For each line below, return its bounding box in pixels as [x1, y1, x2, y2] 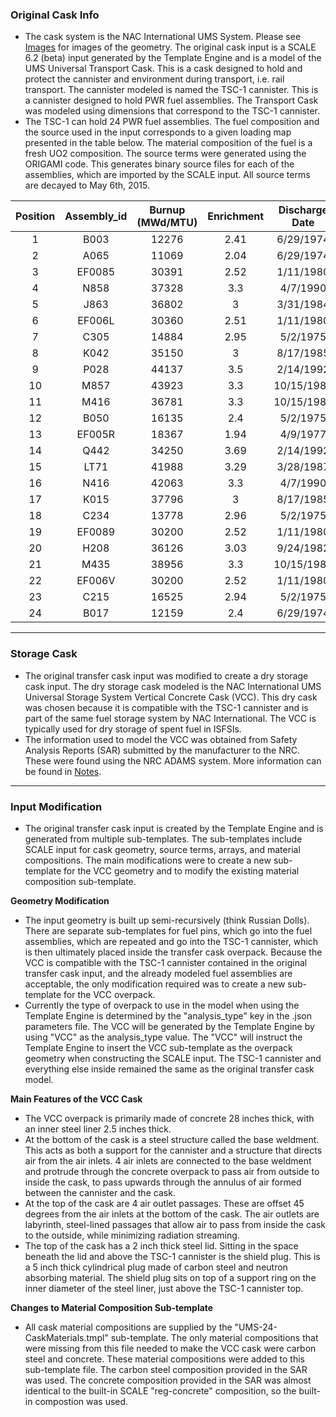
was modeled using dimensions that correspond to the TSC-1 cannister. [24, 105, 321, 117]
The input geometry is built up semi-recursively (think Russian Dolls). [24, 914, 310, 926]
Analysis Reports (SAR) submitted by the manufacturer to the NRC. [24, 744, 300, 756]
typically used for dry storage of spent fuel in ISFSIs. [24, 723, 242, 735]
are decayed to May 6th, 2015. [24, 179, 151, 192]
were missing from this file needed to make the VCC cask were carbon [24, 1342, 317, 1354]
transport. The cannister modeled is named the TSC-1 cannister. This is [24, 84, 319, 96]
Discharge [278, 203, 329, 217]
